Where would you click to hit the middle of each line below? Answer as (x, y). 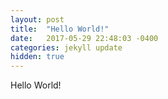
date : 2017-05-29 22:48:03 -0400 (84, 38)
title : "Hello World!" (60, 29)
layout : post (37, 19)
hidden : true (37, 57)
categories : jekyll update (66, 47)
